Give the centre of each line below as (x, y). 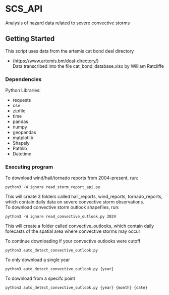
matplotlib (23, 138)
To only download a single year (38, 260)
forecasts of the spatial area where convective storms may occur (73, 231)
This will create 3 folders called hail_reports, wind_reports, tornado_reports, (84, 197)
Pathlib (20, 149)
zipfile (19, 111)
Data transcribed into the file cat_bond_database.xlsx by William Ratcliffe (88, 66)
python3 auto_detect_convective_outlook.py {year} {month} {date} (76, 288)
